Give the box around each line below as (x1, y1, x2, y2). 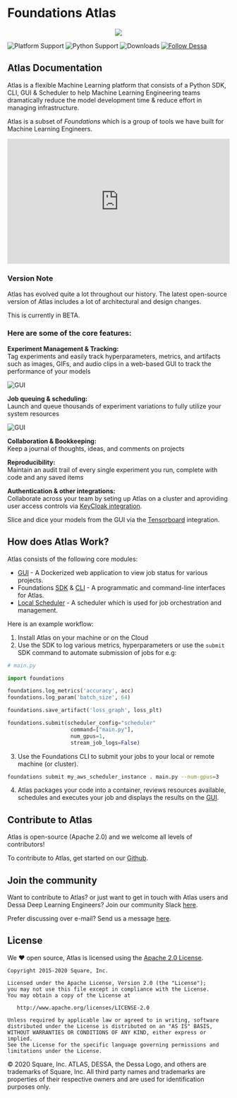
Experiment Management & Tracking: (7, 344, 119, 353)
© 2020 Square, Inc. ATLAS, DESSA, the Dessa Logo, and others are (7, 1060, 207, 1068)
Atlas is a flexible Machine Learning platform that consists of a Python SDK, (7, 81, 227, 89)
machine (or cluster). (17, 760, 79, 768)
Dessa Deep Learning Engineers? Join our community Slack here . (7, 901, 198, 909)
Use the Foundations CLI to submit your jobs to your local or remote (17, 752, 215, 760)
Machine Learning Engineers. (7, 124, 93, 133)
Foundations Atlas (7, 5, 116, 21)
